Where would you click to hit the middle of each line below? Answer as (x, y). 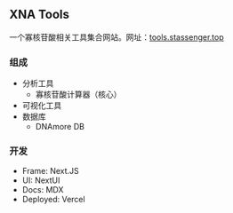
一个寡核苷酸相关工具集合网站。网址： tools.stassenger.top (116, 37)
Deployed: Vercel (54, 200)
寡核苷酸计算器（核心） (78, 95)
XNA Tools (39, 15)
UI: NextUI (41, 180)
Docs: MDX (43, 190)
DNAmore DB (60, 127)
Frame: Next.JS (51, 171)
